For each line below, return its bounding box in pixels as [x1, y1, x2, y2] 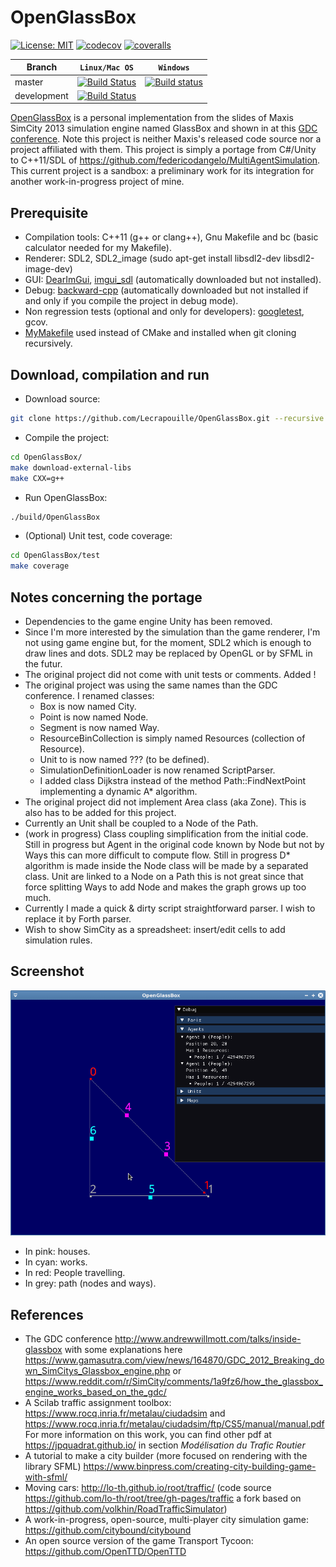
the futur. [24, 658, 63, 670]
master [14, 76, 44, 88]
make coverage [10, 561, 70, 571]
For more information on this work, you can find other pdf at [24, 1429, 272, 1441]
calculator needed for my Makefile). [24, 242, 172, 254]
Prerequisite [10, 204, 89, 221]
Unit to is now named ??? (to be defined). [39, 754, 210, 765]
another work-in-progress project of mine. [10, 176, 185, 188]
